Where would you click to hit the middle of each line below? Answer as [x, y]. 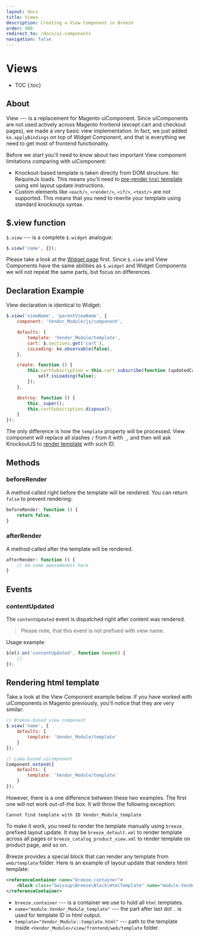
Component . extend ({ [30, 764]
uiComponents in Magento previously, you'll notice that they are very [90, 703]
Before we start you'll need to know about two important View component [96, 154]
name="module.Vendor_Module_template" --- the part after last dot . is [98, 908]
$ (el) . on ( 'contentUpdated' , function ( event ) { [66, 653]
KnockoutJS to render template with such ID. [61, 444]
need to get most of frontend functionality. [58, 143]
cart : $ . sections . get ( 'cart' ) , [66, 343]
